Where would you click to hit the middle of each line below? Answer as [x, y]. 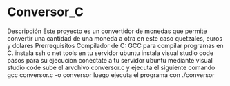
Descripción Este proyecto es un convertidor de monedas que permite [107, 31]
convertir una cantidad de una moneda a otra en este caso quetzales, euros [115, 38]
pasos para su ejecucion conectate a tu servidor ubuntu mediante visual [110, 60]
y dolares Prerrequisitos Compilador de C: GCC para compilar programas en [115, 45]
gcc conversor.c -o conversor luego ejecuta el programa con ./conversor [111, 75]
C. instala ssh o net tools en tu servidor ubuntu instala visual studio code [111, 53]
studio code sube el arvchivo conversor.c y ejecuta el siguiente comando [111, 67]
